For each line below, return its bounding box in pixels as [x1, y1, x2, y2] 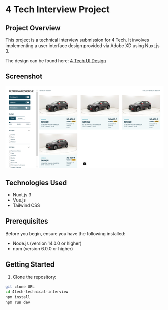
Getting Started [5, 260, 55, 269]
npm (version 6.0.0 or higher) [12, 245, 73, 251]
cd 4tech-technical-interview [5, 289, 69, 294]
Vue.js [12, 197, 26, 203]
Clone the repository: [12, 274, 57, 280]
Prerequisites [5, 217, 48, 226]
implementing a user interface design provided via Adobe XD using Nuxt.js [5, 42, 160, 49]
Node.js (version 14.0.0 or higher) [12, 240, 82, 246]
